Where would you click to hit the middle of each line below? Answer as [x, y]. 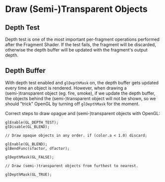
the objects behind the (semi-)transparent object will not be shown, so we [81, 98]
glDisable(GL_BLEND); [27, 127]
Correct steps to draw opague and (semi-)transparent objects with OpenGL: [82, 113]
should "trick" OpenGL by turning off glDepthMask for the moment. [72, 104]
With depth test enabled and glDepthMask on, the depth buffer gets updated [82, 82]
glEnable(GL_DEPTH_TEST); [32, 122]
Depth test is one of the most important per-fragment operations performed [82, 39]
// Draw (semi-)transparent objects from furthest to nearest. [72, 166]
